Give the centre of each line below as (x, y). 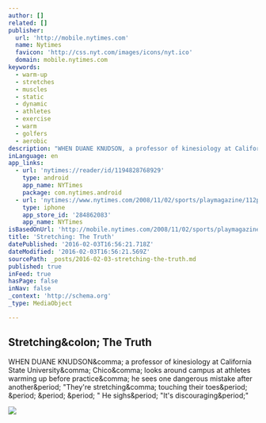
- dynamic (31, 104)
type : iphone (44, 207)
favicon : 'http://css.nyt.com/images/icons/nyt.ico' (104, 52)
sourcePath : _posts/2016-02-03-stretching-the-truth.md (102, 259)
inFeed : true (30, 274)
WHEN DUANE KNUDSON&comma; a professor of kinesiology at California (130, 361)
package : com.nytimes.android (72, 192)
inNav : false (30, 289)
